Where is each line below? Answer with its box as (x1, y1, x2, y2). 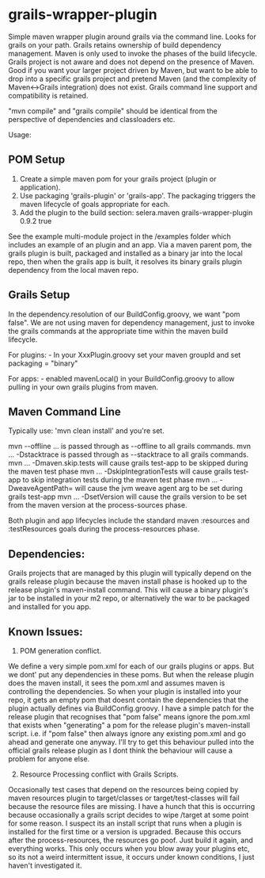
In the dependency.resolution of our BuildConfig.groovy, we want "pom (8, 309, 240, 319)
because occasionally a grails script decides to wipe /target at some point (8, 811, 249, 819)
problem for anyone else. (8, 754, 90, 763)
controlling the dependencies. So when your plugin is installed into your (8, 687, 242, 696)
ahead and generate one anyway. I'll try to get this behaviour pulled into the (8, 738, 255, 746)
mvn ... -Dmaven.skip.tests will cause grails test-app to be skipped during (8, 458, 248, 468)
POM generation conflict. (19, 646, 102, 655)
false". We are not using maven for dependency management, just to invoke (8, 317, 256, 327)
